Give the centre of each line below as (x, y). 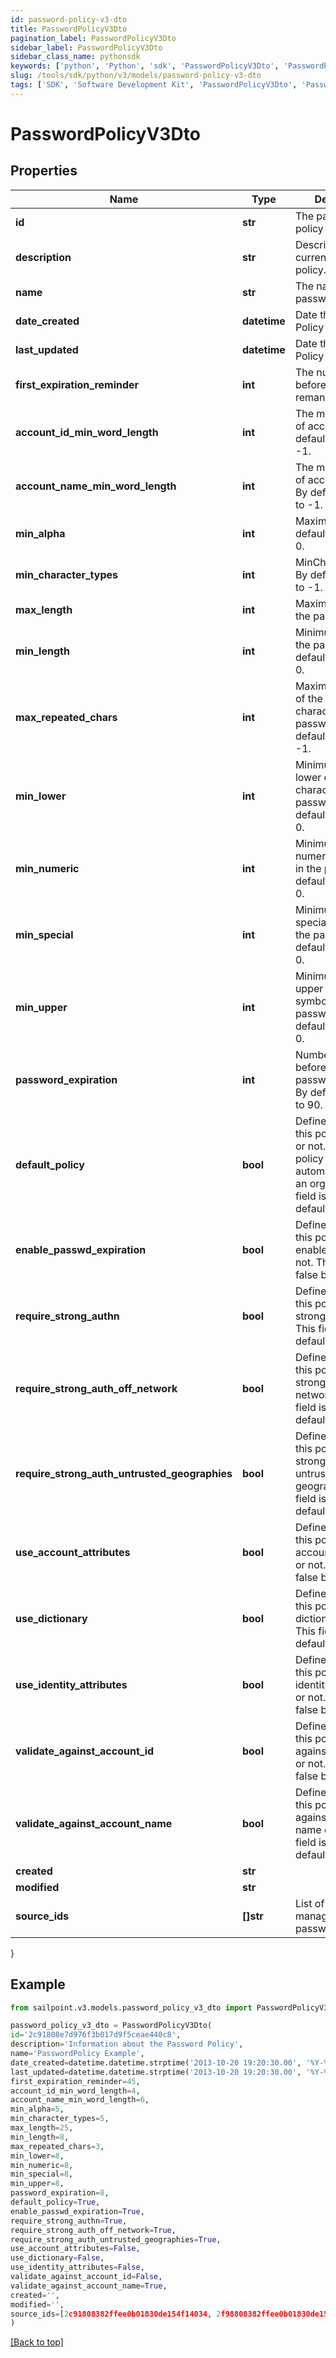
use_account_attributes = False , (75, 2249)
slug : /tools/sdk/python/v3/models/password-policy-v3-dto (136, 76)
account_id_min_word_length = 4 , (75, 2091)
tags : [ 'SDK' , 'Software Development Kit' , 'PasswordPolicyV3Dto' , (154, 85)
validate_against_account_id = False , (86, 2277)
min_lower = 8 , (37, 2156)
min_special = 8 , (42, 2174)
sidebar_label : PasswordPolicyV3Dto (86, 47)
